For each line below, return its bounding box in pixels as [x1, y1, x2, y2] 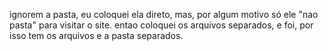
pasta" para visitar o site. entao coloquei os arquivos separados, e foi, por [9, 19, 314, 31]
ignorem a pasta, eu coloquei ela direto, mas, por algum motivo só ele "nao [9, 9, 319, 20]
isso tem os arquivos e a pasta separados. [9, 30, 184, 41]
